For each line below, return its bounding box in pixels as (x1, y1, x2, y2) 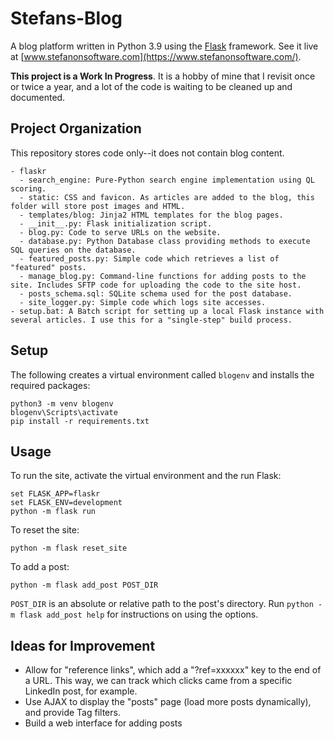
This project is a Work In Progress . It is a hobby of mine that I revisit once (10, 70, 316, 82)
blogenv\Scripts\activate (10, 407, 118, 417)
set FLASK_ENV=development (10, 498, 123, 508)
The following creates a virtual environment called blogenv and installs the (10, 368, 315, 381)
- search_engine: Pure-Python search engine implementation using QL (19, 175, 315, 185)
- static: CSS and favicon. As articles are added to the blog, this (19, 192, 315, 202)
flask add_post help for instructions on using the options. (19, 608, 259, 621)
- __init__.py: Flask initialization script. (19, 218, 213, 229)
